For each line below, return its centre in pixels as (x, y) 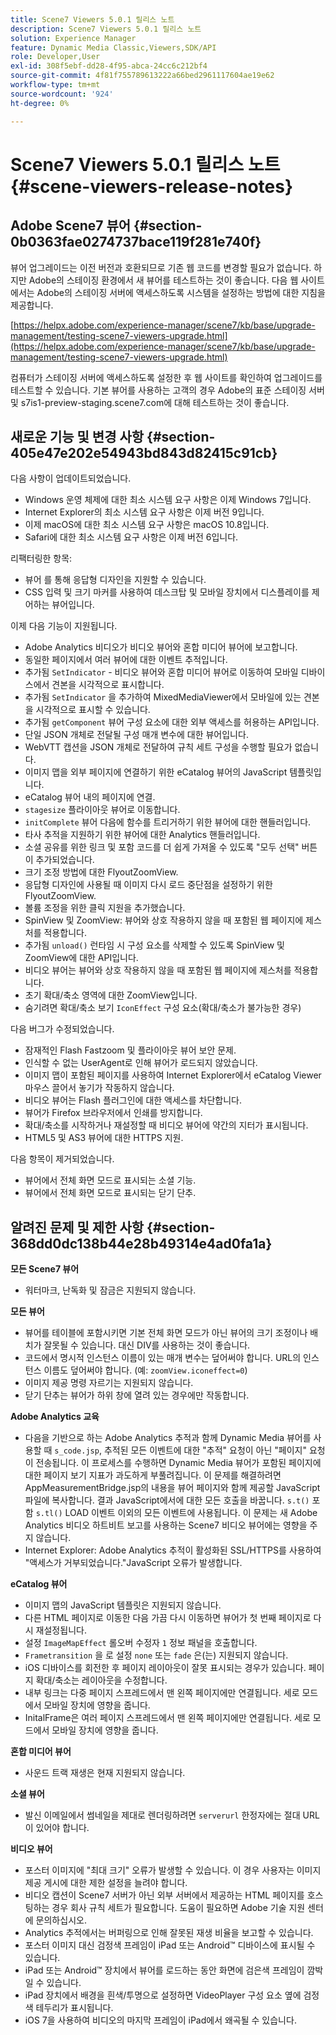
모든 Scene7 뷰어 (45, 1269)
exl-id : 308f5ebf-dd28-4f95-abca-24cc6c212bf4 (109, 66)
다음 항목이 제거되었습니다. (62, 1159)
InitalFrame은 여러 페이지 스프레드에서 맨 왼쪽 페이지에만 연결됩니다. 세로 (167, 1718)
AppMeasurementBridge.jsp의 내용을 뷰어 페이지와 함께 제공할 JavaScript (172, 1488)
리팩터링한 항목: (41, 558)
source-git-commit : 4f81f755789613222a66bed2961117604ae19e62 (142, 76)
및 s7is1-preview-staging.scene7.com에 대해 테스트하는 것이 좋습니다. (150, 402)
